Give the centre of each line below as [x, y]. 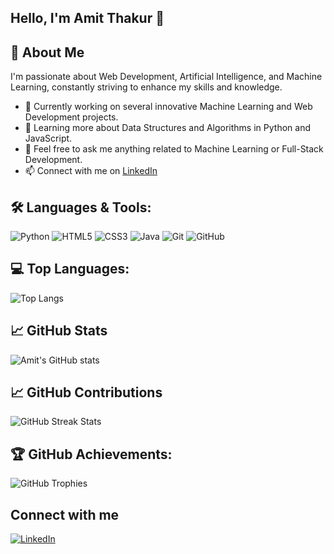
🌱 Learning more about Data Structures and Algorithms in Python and [167, 128]
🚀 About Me [47, 52]
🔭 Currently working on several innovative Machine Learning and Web [168, 107]
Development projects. [71, 117]
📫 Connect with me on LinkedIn [91, 171]
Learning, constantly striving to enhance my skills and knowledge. [146, 87]
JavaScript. [48, 138]
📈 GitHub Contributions [86, 392]
